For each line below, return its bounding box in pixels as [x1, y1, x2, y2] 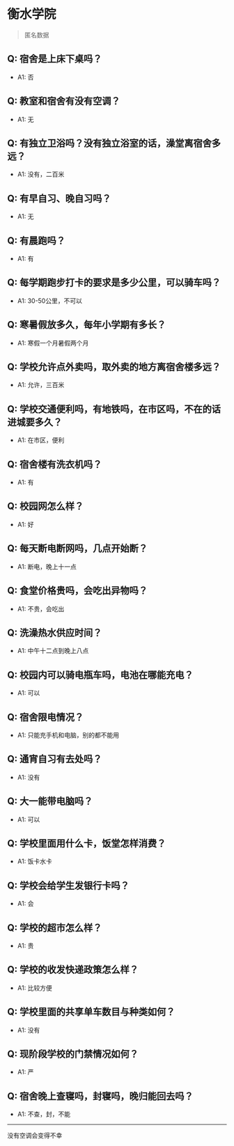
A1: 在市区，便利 [17, 436, 65, 444]
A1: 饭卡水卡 [17, 857, 52, 865]
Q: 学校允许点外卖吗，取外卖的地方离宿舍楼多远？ [7, 361, 221, 373]
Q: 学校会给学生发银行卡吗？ [7, 879, 130, 891]
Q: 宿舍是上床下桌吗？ [7, 53, 102, 65]
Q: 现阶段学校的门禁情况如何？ [7, 1049, 139, 1060]
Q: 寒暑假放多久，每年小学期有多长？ [7, 319, 166, 331]
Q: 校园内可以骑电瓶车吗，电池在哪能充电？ [7, 669, 194, 681]
